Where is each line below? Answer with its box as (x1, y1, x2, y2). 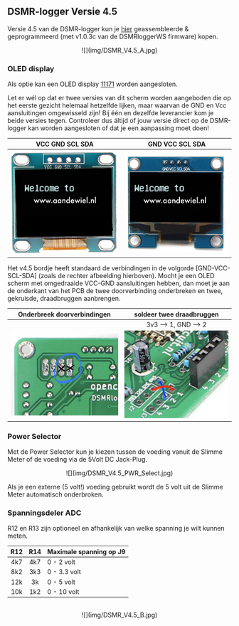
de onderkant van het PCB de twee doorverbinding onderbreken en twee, (7, 287, 223, 295)
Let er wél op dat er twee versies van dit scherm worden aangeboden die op (7, 94, 231, 102)
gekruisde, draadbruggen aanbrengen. (7, 295, 121, 303)
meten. (7, 531, 28, 540)
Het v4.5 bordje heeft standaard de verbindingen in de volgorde (7, 264, 194, 272)
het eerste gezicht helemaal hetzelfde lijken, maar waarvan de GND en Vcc (7, 101, 227, 110)
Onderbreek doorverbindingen (18, 309, 112, 319)
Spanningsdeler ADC (7, 508, 82, 518)
